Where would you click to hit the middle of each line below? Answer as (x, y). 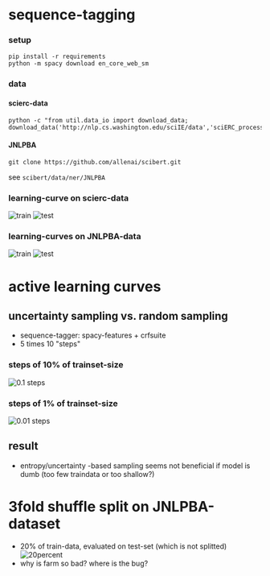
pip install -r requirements (57, 57)
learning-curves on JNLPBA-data (75, 237)
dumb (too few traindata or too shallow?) (87, 474)
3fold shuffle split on (79, 507)
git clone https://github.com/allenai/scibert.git (95, 162)
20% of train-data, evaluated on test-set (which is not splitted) (123, 546)
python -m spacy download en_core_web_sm (79, 64)
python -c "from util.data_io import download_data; (98, 120)
